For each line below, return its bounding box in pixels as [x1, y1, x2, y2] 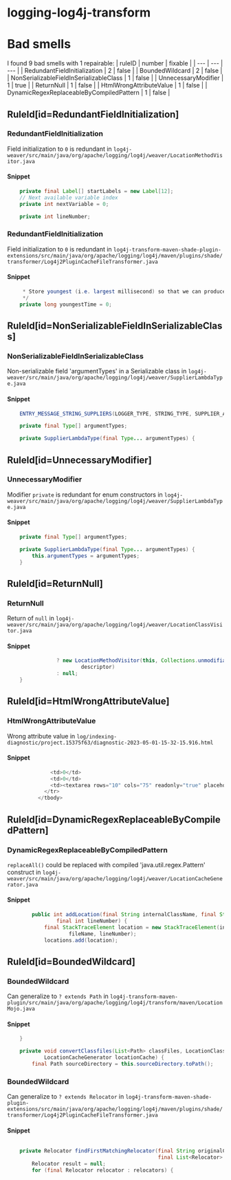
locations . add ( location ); [43, 937, 118, 944]
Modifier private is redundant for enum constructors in [7, 490, 163, 499]
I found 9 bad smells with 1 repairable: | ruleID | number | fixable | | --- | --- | [7, 59, 223, 68]
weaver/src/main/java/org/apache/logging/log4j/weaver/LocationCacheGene [7, 875, 223, 882]
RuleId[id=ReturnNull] [7, 577, 103, 590]
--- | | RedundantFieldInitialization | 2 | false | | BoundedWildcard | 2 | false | [7, 67, 223, 75]
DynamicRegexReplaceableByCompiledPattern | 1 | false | [7, 88, 170, 97]
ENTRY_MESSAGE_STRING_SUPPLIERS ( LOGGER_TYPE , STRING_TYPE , [19, 410, 192, 417]
